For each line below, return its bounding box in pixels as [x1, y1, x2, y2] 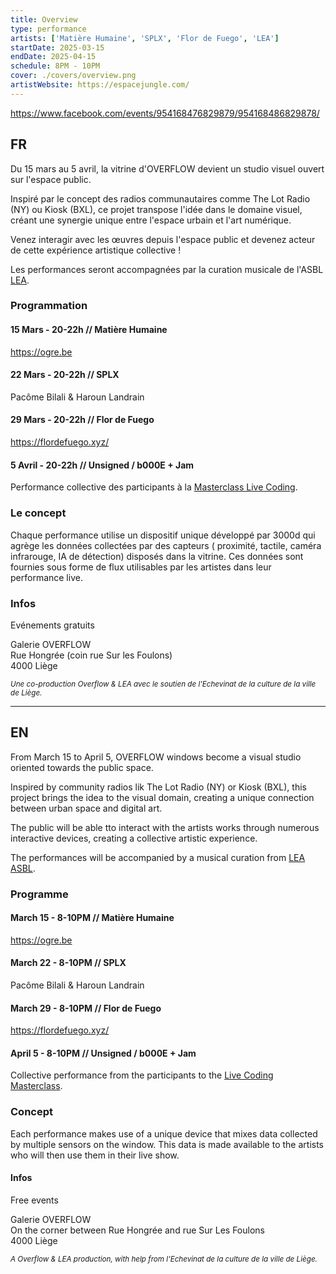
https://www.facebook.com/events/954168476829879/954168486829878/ [10, 107, 320, 119]
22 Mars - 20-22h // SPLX [10, 369, 120, 381]
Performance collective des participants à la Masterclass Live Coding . [10, 481, 298, 493]
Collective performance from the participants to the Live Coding [10, 1069, 274, 1081]
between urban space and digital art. [10, 802, 163, 814]
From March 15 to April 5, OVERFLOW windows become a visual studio [10, 751, 302, 763]
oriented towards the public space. [10, 761, 154, 773]
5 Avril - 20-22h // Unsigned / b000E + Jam [10, 459, 195, 471]
